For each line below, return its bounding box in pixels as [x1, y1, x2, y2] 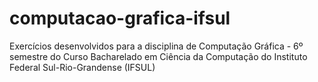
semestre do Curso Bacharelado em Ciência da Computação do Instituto [9, 50, 308, 62]
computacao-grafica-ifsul [9, 7, 231, 30]
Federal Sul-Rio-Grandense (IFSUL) [9, 61, 156, 73]
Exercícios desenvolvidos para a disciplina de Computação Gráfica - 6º [9, 40, 304, 52]
